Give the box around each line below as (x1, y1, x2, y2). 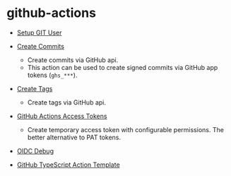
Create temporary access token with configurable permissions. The (27, 125, 224, 134)
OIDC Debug (16, 146, 54, 155)
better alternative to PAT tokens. (27, 133, 122, 141)
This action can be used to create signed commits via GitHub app (27, 63, 218, 71)
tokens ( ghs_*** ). (27, 71, 78, 79)
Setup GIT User (16, 28, 62, 37)
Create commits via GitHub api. (27, 55, 119, 64)
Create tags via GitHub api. (27, 98, 107, 107)
